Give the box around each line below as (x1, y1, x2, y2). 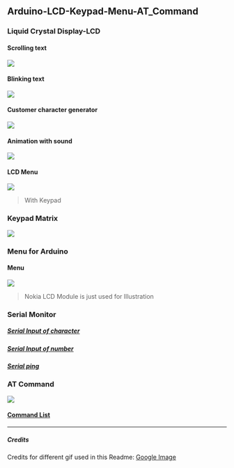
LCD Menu (7, 167, 38, 176)
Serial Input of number (7, 344, 75, 352)
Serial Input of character (7, 327, 80, 335)
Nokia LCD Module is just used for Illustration (24, 292, 155, 300)
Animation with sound (7, 136, 72, 145)
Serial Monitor (7, 309, 56, 319)
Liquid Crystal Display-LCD (7, 26, 101, 36)
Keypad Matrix (7, 214, 58, 224)
